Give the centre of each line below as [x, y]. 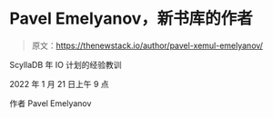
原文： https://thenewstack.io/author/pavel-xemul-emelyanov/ [147, 45]
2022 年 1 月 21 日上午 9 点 [59, 84]
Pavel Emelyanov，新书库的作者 [131, 19]
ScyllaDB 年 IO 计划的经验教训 [66, 64]
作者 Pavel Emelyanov [51, 103]
